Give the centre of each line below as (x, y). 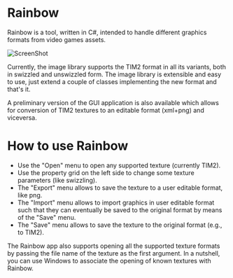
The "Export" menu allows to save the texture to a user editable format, (120, 188)
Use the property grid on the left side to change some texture (106, 172)
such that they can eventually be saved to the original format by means (120, 210)
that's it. (19, 89)
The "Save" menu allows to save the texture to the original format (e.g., (120, 225)
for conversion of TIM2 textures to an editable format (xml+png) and (106, 110)
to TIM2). (30, 232)
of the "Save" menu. (47, 217)
